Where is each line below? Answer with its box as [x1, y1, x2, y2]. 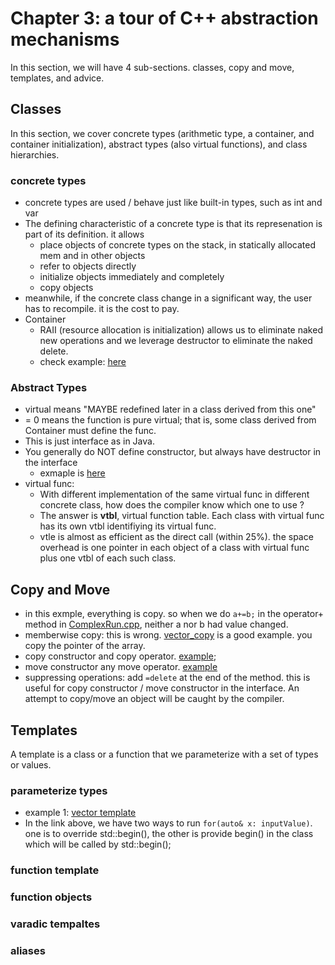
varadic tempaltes [10, 917, 101, 931]
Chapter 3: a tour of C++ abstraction [10, 7, 319, 30]
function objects [10, 890, 93, 904]
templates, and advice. [10, 72, 105, 84]
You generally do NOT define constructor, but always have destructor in [24, 446, 322, 458]
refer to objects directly [39, 260, 137, 272]
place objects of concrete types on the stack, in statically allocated [39, 239, 316, 251]
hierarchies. [10, 148, 60, 161]
